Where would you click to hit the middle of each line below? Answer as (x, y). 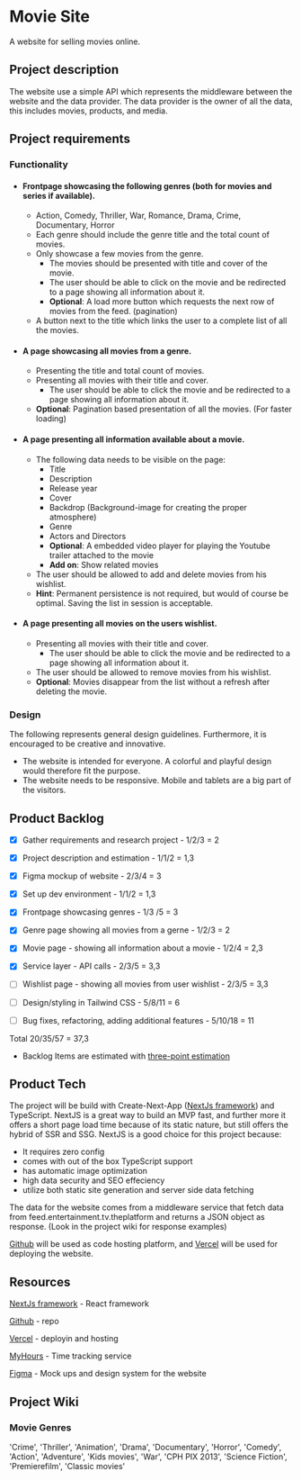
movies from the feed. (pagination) (113, 311)
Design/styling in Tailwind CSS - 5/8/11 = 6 (101, 1002)
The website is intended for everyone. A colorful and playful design (147, 762)
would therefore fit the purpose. (81, 771)
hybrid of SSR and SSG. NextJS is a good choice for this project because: (146, 1134)
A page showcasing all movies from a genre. (106, 351)
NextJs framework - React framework (80, 1304)
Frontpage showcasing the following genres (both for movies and (147, 185)
